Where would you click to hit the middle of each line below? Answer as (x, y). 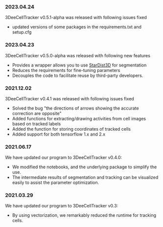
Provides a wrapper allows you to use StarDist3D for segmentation (79, 65)
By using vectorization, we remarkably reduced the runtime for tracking (84, 215)
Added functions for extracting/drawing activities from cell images (79, 118)
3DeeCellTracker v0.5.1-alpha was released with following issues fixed (76, 18)
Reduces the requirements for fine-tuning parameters (66, 70)
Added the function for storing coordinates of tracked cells (71, 129)
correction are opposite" (37, 113)
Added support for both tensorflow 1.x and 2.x (59, 134)
